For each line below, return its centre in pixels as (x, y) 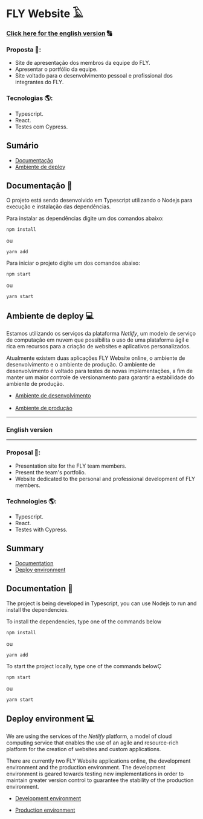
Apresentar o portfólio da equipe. (56, 69)
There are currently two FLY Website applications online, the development (98, 761)
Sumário (23, 146)
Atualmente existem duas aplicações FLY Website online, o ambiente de (96, 358)
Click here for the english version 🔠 (59, 33)
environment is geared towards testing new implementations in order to (95, 774)
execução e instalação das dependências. (59, 207)
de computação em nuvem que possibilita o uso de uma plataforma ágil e (98, 340)
